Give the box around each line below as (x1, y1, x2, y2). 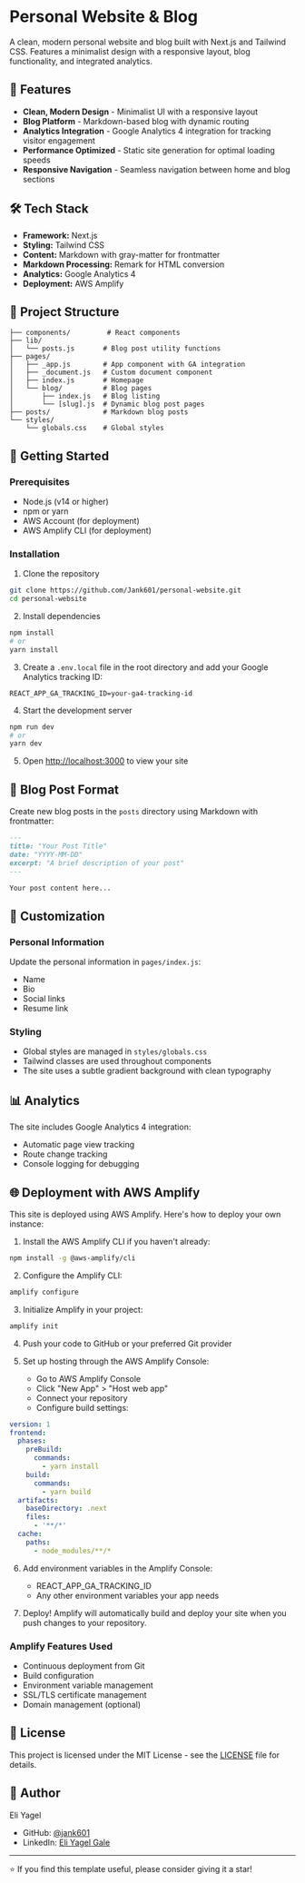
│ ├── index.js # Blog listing (9, 392, 161, 401)
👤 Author (9, 1786, 61, 1801)
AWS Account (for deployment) (22, 516, 141, 527)
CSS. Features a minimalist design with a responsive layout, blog (9, 45, 251, 56)
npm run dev (9, 722, 54, 732)
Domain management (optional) (22, 1699, 142, 1710)
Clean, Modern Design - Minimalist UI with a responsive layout (22, 106, 259, 117)
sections (22, 173, 55, 184)
